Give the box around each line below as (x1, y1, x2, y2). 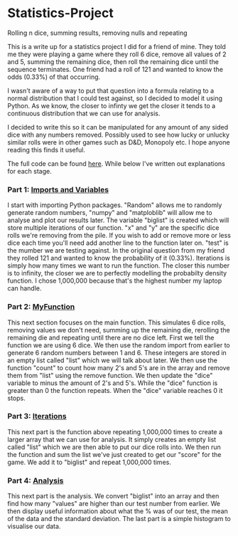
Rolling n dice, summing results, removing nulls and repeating (7, 28, 188, 37)
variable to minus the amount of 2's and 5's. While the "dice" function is (7, 379, 218, 387)
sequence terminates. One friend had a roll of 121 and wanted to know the (7, 65, 224, 73)
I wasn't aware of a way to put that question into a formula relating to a (7, 86, 215, 95)
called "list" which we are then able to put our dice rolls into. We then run (7, 443, 222, 451)
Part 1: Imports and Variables (7, 184, 109, 194)
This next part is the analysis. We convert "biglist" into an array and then (7, 492, 220, 500)
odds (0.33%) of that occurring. (7, 73, 101, 81)
